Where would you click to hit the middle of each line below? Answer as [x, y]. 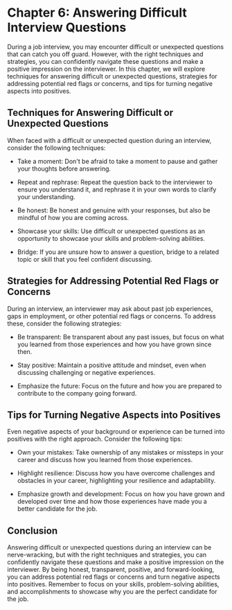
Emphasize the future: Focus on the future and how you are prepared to [119, 386]
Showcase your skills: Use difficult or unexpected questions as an [111, 231]
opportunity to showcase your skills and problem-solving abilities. [111, 238]
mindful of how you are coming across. [73, 217]
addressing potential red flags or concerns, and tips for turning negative [110, 83]
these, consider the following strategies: [64, 323]
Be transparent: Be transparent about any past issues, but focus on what [121, 337]
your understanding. [46, 196]
